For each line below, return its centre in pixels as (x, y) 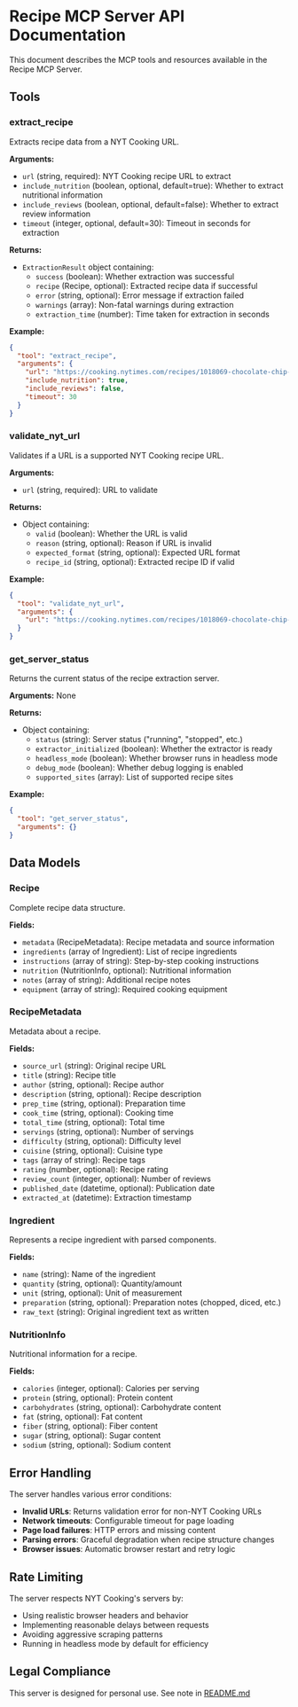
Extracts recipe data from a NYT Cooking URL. (94, 141)
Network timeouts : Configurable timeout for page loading (128, 1521)
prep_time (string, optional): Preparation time (104, 1103)
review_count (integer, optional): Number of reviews (116, 1178)
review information (56, 214)
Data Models (45, 863)
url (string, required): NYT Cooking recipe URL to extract (126, 176)
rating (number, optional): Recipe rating (95, 1169)
